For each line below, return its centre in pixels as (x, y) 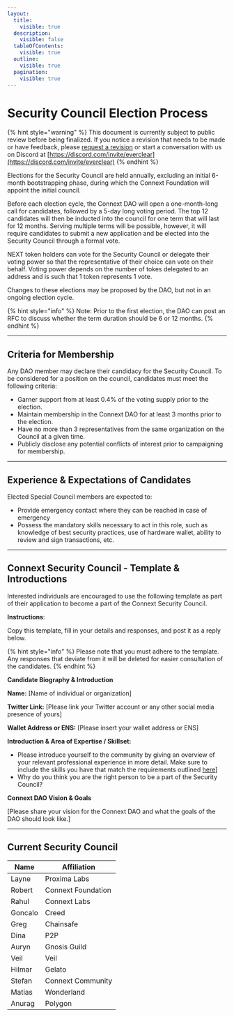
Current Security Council (63, 847)
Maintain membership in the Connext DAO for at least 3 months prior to (119, 414)
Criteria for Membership (61, 354)
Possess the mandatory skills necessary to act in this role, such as (112, 525)
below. (17, 638)
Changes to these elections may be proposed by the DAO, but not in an (109, 290)
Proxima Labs (67, 878)
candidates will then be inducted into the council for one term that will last (113, 219)
